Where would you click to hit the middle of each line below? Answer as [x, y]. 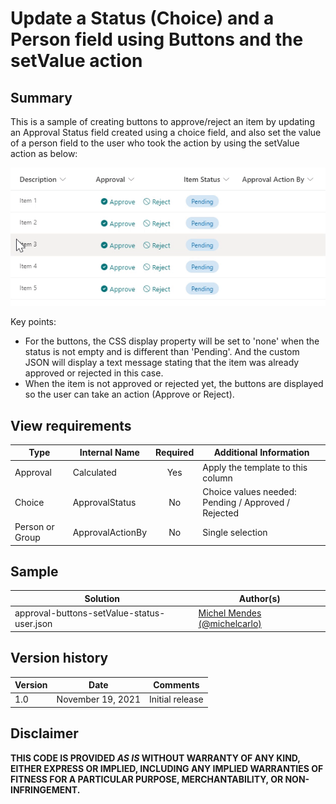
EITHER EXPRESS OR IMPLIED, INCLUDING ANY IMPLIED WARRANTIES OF [167, 768]
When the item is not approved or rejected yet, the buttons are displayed [174, 384]
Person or [34, 527]
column [217, 478]
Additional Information [261, 453]
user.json [33, 624]
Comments [176, 685]
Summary [41, 97]
